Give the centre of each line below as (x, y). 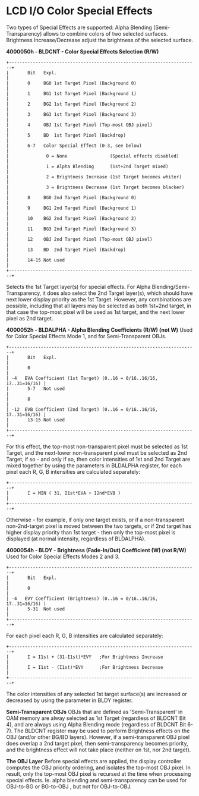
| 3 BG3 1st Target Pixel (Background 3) (71, 114)
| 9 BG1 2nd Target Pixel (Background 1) (71, 208)
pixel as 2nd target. (30, 318)
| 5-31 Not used (36, 609)
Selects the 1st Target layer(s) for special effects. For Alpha (78, 287)
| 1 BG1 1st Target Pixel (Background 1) (71, 93)
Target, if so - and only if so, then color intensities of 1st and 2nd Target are (98, 459)
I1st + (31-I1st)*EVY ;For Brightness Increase (100, 657)
